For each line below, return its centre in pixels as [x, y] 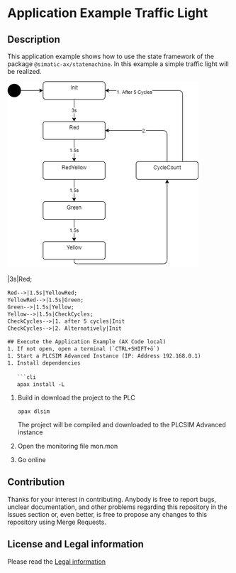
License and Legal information [75, 544]
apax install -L [41, 385]
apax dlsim [34, 412]
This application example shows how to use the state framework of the [111, 56]
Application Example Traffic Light [108, 13]
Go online [32, 460]
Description [34, 39]
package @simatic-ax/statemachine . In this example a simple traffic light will [118, 64]
